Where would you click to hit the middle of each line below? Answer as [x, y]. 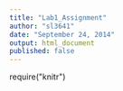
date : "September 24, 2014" [62, 34]
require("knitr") [38, 77]
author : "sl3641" [42, 26]
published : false [42, 51]
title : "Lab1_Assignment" [58, 18]
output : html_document [52, 43]
